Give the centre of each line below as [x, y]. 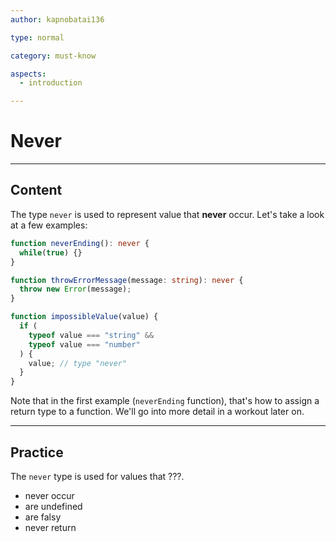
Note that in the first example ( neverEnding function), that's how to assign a [165, 401]
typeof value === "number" [84, 344]
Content [36, 190]
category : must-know [53, 56]
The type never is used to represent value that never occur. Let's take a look [167, 214]
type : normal [37, 37]
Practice [37, 452]
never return [50, 527]
